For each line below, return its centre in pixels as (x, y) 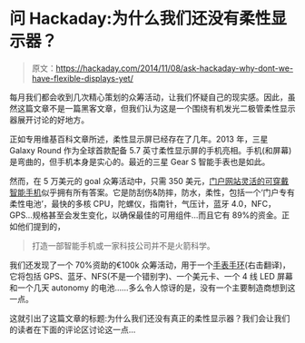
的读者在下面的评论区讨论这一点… (73, 329)
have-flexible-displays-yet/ (82, 78)
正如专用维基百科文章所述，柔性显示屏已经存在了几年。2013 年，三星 (139, 139)
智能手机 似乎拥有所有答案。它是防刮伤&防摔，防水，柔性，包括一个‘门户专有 (152, 192)
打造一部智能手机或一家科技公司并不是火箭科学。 (123, 245)
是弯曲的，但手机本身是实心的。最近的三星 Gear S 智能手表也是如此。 (140, 162)
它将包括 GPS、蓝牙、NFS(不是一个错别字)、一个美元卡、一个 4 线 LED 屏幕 (151, 276)
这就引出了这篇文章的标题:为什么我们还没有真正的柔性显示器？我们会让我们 (150, 318)
